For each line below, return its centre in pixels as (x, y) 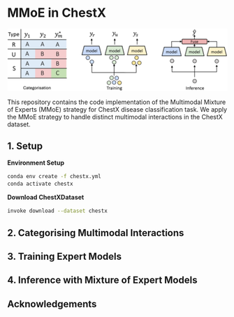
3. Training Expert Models (65, 256)
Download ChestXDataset (46, 198)
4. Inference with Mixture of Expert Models (102, 280)
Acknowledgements (52, 304)
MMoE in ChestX (57, 13)
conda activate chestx (40, 184)
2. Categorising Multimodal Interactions (96, 233)
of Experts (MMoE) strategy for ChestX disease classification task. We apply (117, 109)
